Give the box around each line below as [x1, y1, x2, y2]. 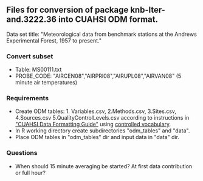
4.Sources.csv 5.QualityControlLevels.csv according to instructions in [15, 114, 190, 121]
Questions [6, 149, 38, 157]
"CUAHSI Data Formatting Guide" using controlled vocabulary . [15, 121, 171, 128]
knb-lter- [130, 5, 166, 15]
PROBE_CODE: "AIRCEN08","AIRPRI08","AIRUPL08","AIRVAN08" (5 [15, 72, 182, 80]
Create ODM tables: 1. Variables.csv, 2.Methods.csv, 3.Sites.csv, [15, 108, 177, 115]
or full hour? [15, 169, 46, 176]
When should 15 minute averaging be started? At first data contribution [15, 162, 193, 169]
